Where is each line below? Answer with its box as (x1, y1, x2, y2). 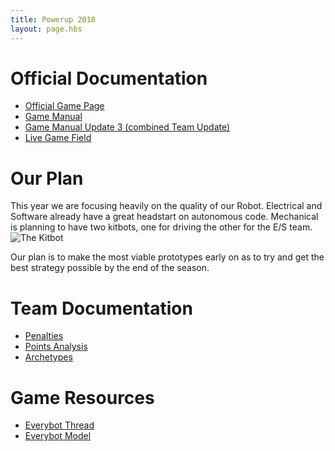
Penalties (24, 330, 64, 342)
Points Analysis (24, 341, 88, 353)
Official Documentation (10, 67, 208, 90)
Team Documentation (10, 297, 193, 320)
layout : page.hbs (10, 24, 83, 34)
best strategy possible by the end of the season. (10, 262, 210, 274)
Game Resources (10, 386, 155, 409)
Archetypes (24, 351, 73, 363)
